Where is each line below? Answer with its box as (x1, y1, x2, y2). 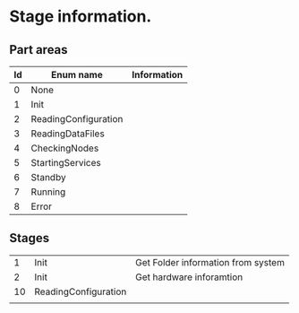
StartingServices (30, 157, 101, 169)
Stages (9, 230, 50, 246)
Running (30, 186, 66, 198)
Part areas (9, 42, 69, 57)
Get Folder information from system (135, 256, 285, 268)
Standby (30, 171, 66, 183)
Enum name (50, 69, 103, 81)
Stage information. (9, 6, 152, 27)
